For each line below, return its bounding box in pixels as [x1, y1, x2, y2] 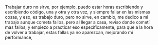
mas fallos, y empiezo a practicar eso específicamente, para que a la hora [5, 24, 153, 30]
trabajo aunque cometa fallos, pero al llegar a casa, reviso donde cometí [5, 19, 150, 25]
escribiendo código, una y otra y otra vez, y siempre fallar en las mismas [5, 9, 151, 15]
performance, [5, 34, 33, 40]
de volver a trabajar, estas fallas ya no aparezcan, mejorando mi [5, 30, 133, 35]
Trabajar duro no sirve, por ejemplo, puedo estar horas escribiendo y [5, 4, 143, 10]
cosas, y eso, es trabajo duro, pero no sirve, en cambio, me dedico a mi [5, 14, 148, 20]
